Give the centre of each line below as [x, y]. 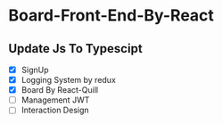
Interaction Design [55, 110]
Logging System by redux [69, 80]
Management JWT [55, 100]
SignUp [35, 70]
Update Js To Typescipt [76, 49]
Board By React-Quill [60, 90]
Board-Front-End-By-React [111, 16]
